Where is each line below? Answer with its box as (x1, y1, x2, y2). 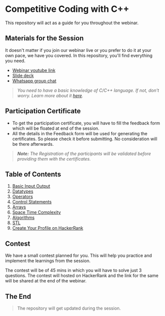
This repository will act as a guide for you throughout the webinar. (5, 20, 139, 26)
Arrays (12, 204, 26, 210)
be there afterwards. (12, 141, 54, 147)
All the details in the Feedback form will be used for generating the (12, 130, 148, 136)
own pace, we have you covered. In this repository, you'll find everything (5, 52, 153, 58)
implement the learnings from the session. (5, 258, 91, 264)
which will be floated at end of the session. (12, 125, 99, 131)
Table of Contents (5, 170, 62, 178)
